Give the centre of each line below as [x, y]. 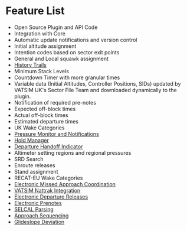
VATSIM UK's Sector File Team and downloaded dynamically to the [96, 90]
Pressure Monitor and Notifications [57, 134]
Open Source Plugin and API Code [56, 27]
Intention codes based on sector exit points [67, 52]
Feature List [35, 11]
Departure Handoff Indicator [48, 147]
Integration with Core [40, 33]
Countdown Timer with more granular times [67, 77]
